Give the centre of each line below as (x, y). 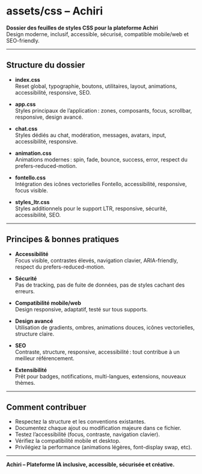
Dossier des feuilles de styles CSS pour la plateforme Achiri (82, 28)
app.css (25, 104)
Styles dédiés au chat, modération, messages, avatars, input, (90, 135)
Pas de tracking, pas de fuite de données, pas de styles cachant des (100, 285)
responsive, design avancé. (49, 117)
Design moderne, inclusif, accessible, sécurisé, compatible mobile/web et (98, 34)
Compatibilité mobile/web (48, 303)
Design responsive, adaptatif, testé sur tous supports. (81, 309)
